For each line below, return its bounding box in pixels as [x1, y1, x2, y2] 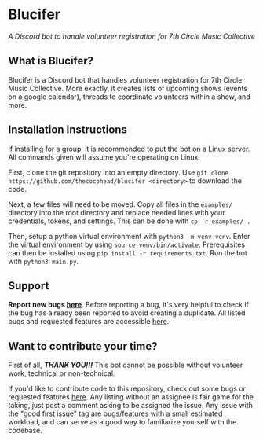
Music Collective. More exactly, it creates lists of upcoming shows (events [8, 83, 248, 93]
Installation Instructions [8, 123, 128, 137]
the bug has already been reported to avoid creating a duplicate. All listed [8, 308, 246, 318]
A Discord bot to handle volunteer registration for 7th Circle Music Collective [8, 31, 255, 41]
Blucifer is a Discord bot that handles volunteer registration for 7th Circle [8, 75, 243, 84]
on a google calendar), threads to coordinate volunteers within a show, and [8, 92, 250, 101]
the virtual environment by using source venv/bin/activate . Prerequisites [8, 240, 246, 249]
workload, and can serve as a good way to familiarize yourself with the [8, 417, 237, 427]
